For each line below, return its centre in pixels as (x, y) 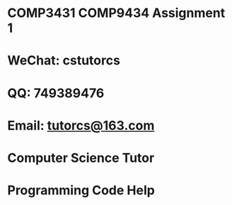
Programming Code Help (81, 190)
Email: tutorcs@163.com (81, 125)
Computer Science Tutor (81, 158)
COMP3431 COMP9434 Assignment (116, 13)
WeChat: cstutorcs (64, 61)
